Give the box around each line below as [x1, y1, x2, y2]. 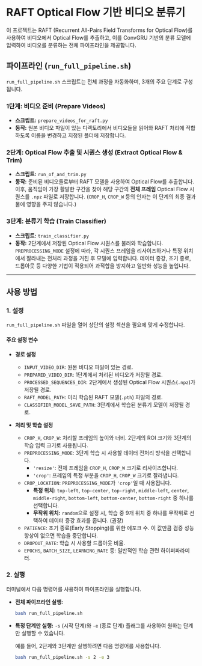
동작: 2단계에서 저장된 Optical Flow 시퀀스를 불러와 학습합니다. [14, 239, 164, 246]
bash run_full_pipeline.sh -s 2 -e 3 [14, 654, 110, 660]
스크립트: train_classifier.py [14, 232, 89, 239]
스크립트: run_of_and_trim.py [14, 171, 87, 178]
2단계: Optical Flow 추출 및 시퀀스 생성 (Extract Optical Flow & [6, 148, 183, 156]
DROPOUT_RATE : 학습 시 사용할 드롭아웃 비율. [23, 539, 125, 546]
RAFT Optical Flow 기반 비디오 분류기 [6, 5, 185, 19]
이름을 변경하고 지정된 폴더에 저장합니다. [31, 132, 126, 139]
